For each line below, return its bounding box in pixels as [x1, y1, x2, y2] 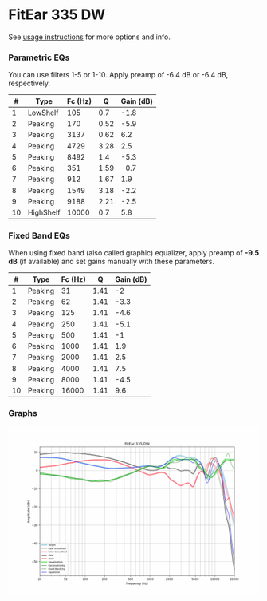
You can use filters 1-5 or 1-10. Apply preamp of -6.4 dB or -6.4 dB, [8, 70, 229, 80]
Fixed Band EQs [8, 230, 70, 241]
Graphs [8, 408, 37, 419]
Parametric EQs [8, 52, 70, 63]
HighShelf [27, 208, 61, 217]
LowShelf [27, 108, 59, 117]
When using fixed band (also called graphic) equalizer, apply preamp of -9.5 [8, 248, 260, 258]
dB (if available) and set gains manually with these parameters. [8, 257, 215, 267]
